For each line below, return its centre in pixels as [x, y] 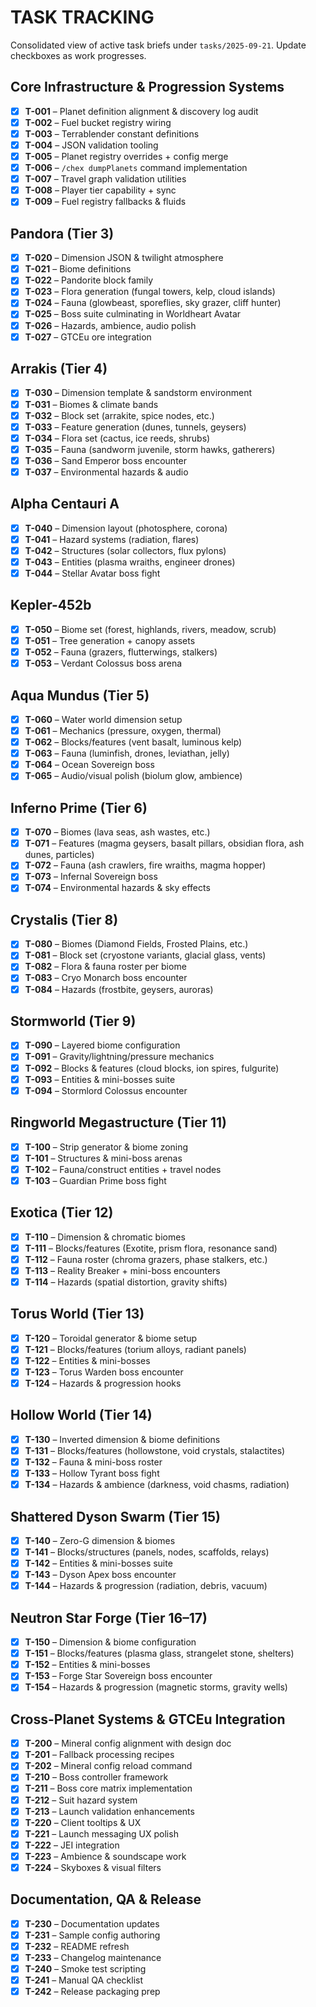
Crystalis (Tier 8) [64, 919]
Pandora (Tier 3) [62, 233]
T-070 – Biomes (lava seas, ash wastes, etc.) [117, 832]
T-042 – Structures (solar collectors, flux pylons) [125, 550]
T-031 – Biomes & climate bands [91, 404]
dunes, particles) [59, 855]
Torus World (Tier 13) [77, 1314]
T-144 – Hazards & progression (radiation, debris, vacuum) [146, 1586]
